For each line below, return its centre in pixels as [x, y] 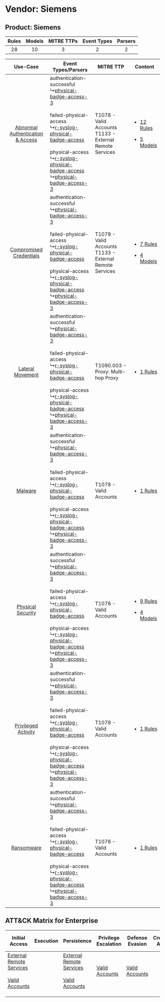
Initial [19, 937]
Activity [26, 732]
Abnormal [26, 128]
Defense [137, 937]
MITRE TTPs [63, 41]
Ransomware [27, 848]
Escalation [109, 944]
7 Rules [149, 244]
